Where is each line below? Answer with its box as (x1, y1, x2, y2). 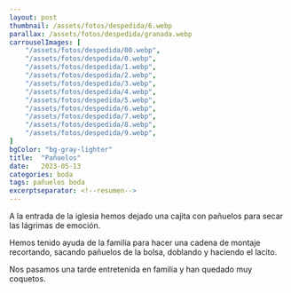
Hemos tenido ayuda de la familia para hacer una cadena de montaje (9, 237, 261, 248)
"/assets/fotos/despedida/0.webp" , (25, 54, 157, 63)
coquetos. (9, 273, 46, 284)
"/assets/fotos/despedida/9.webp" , (25, 129, 157, 138)
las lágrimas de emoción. (9, 220, 101, 231)
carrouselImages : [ (9, 37, 82, 47)
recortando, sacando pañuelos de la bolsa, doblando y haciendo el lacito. (9, 247, 278, 257)
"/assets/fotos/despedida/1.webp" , (25, 63, 157, 72)
